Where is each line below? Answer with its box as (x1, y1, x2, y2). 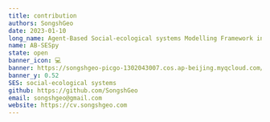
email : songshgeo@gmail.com (8, 94, 103, 102)
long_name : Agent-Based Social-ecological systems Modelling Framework (8, 34, 253, 43)
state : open (8, 49, 48, 57)
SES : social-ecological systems (8, 79, 117, 87)
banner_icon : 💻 (8, 57, 62, 65)
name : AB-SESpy (8, 42, 59, 50)
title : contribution (8, 11, 78, 20)
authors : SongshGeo (8, 19, 74, 27)
